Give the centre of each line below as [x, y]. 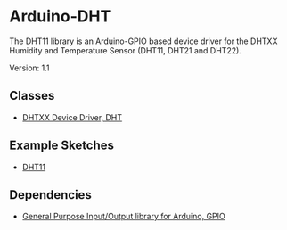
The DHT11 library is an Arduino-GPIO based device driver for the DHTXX [143, 41]
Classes [32, 96]
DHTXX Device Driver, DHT [72, 117]
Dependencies [50, 195]
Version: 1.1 [30, 68]
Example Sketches [61, 146]
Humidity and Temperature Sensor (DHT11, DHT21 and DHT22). [126, 50]
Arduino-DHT [60, 16]
